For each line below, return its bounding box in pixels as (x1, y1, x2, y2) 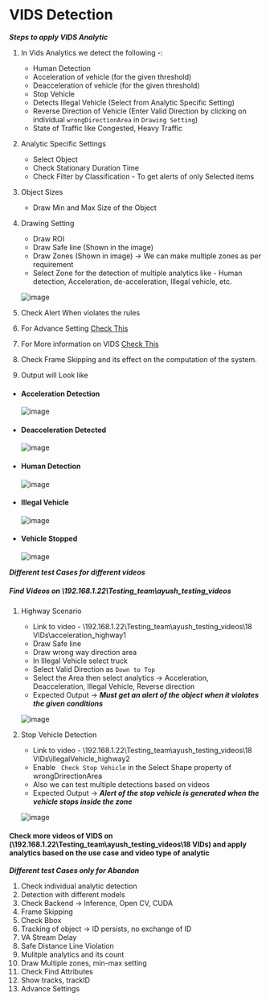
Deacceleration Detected (20, 425, 107, 435)
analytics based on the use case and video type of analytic (9, 847, 210, 858)
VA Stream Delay (20, 933, 77, 942)
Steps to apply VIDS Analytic (9, 32, 108, 42)
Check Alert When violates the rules (20, 307, 141, 317)
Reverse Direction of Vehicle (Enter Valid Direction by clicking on (32, 106, 247, 116)
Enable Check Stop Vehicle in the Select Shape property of (32, 762, 232, 772)
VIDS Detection (9, 6, 113, 24)
